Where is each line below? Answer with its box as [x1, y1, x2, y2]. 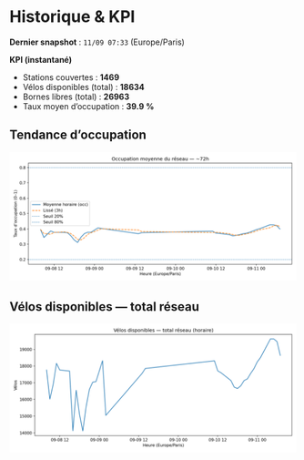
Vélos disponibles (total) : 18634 [22, 81, 146, 92]
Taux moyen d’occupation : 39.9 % [22, 100, 155, 111]
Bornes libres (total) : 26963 [22, 91, 130, 102]
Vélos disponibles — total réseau [9, 299, 200, 314]
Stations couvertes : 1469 [22, 71, 120, 83]
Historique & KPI [9, 6, 136, 27]
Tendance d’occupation [9, 128, 147, 143]
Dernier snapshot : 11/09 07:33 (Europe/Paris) [9, 36, 185, 47]
